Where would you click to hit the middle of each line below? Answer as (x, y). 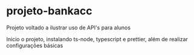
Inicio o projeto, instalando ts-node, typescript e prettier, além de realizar (97, 39)
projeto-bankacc (49, 11)
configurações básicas (35, 45)
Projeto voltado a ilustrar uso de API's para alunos (69, 27)
